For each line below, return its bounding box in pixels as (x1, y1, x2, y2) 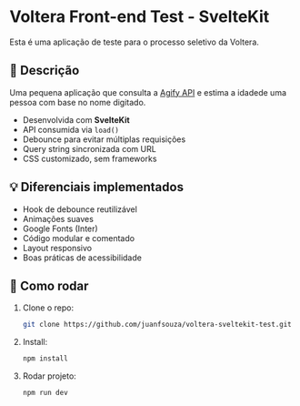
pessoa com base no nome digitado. (9, 96, 146, 107)
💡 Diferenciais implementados (9, 179, 185, 195)
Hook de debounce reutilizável (22, 203, 138, 215)
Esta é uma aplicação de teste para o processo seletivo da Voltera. (9, 36, 259, 47)
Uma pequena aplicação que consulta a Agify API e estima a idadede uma (9, 86, 287, 97)
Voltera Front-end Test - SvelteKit (9, 6, 270, 27)
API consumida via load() (22, 124, 120, 135)
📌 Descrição (9, 63, 80, 78)
